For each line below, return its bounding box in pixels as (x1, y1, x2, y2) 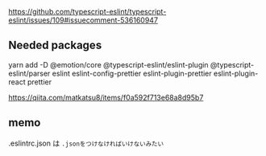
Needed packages (8, 39, 102, 52)
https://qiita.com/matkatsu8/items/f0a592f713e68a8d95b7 (8, 92, 204, 102)
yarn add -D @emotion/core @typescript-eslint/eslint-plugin (8, 60, 209, 69)
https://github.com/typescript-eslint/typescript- (8, 7, 167, 16)
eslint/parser (8, 68, 51, 78)
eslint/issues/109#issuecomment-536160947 (8, 15, 159, 25)
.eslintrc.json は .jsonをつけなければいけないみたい (8, 138, 164, 148)
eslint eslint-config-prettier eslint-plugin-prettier (52, 68, 212, 78)
